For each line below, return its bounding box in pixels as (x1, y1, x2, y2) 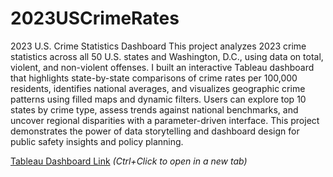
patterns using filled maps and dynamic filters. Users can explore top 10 (10, 93, 307, 105)
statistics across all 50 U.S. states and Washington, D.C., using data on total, (10, 50, 324, 62)
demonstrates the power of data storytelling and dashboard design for (10, 125, 300, 137)
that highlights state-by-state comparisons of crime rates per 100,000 (10, 72, 298, 84)
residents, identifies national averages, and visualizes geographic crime (10, 82, 306, 94)
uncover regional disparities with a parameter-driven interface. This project (10, 114, 320, 126)
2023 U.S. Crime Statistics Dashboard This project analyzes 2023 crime (10, 40, 307, 52)
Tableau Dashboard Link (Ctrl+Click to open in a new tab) (10, 155, 248, 167)
